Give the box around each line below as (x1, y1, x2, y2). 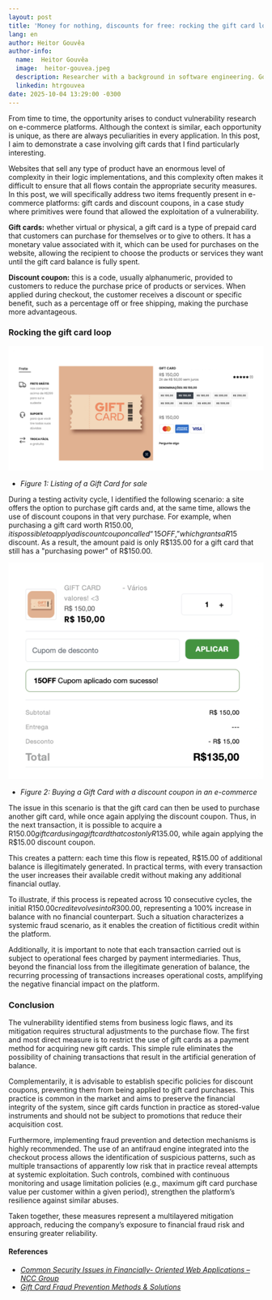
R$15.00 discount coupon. (8, 837, 96, 847)
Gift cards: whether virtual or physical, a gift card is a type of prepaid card (8, 222, 257, 232)
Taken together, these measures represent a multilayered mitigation (8, 1211, 234, 1221)
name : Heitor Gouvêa (15, 56, 89, 64)
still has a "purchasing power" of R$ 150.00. (8, 545, 153, 555)
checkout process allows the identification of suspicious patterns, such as (8, 1152, 256, 1162)
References (8, 1247, 49, 1256)
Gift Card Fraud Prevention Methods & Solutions (19, 1282, 181, 1292)
